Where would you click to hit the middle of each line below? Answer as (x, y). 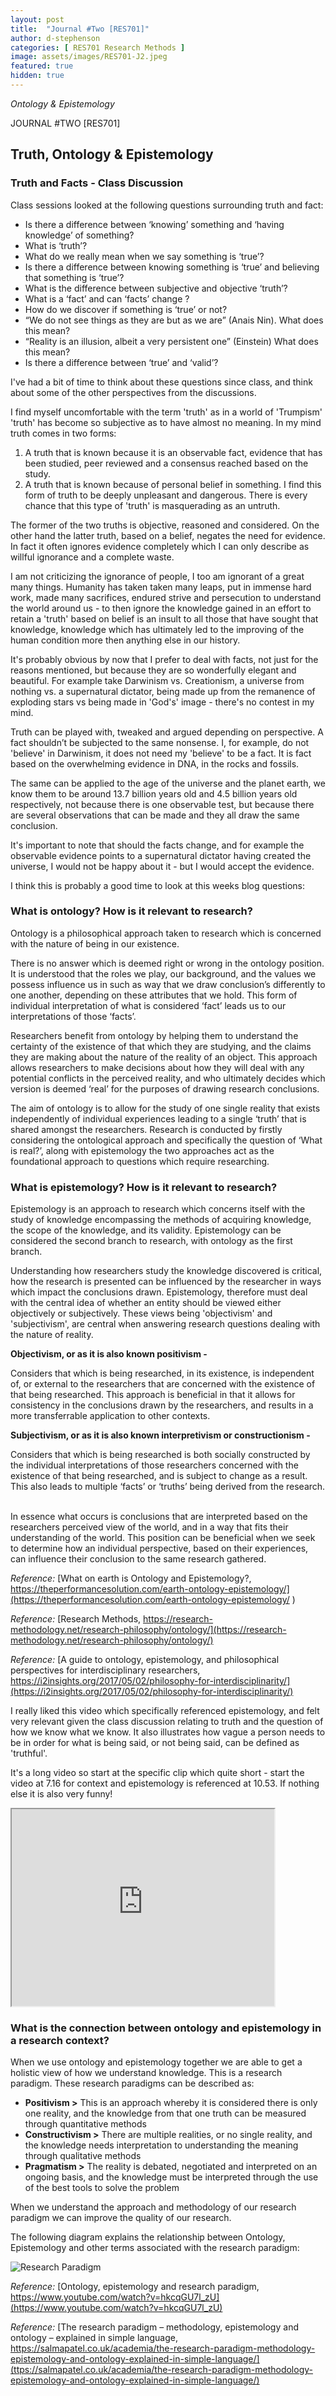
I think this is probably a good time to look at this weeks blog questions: (157, 885)
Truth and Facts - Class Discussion (97, 183)
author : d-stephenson (55, 38)
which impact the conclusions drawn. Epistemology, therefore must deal (159, 1292)
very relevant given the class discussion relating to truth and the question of (167, 1722)
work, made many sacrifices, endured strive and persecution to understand (166, 597)
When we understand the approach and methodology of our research (153, 2207)
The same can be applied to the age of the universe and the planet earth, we (168, 783)
